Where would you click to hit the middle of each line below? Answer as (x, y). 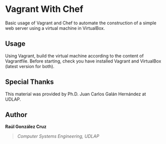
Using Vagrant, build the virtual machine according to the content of (74, 56)
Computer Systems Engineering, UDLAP (58, 136)
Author (16, 114)
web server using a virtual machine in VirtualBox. (55, 28)
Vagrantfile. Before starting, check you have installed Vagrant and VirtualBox (83, 61)
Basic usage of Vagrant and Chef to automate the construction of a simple (81, 23)
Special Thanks (29, 82)
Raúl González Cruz (26, 127)
